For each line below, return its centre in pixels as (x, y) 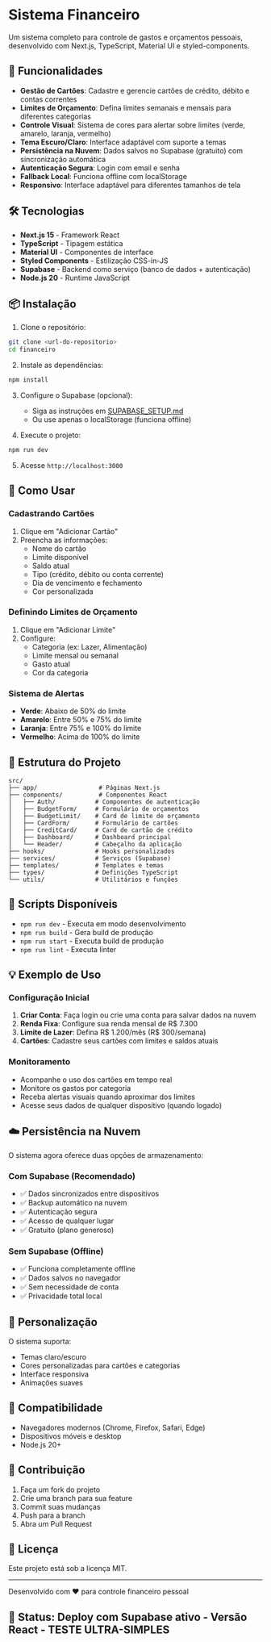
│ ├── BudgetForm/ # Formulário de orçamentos (99, 808)
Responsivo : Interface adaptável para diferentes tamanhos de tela (130, 185)
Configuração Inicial (49, 998)
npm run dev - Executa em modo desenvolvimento (103, 923)
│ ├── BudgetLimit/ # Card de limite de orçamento (104, 816)
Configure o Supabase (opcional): (76, 395)
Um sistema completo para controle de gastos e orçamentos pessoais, (126, 37)
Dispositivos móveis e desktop (71, 1436)
